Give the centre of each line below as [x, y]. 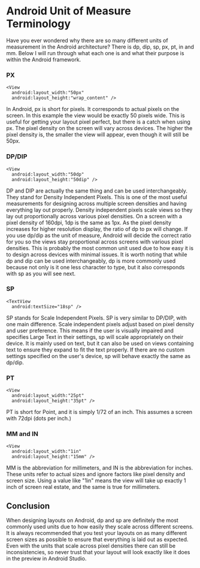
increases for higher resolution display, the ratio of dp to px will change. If [97, 229]
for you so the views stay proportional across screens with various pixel [95, 242]
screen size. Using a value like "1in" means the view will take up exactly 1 [96, 480]
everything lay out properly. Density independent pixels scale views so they [99, 210]
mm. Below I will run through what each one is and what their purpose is [95, 53]
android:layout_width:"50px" [48, 93]
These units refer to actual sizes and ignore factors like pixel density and [96, 474]
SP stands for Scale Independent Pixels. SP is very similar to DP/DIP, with [96, 318]
